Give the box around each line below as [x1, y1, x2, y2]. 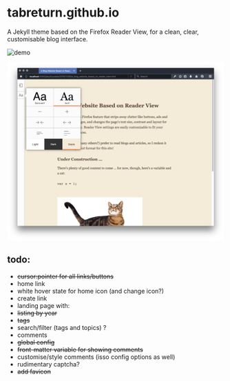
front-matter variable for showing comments [17, 345, 143, 353]
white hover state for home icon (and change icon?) [17, 287, 164, 295]
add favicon [17, 367, 52, 375]
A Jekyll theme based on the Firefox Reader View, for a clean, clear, [7, 28, 200, 36]
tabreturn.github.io [7, 5, 119, 21]
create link [17, 294, 48, 302]
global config [17, 338, 55, 346]
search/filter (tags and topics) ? [17, 323, 107, 331]
